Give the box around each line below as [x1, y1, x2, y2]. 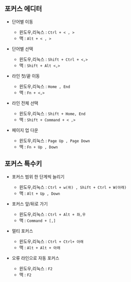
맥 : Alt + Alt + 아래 [19, 245, 61, 250]
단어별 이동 [11, 19, 33, 25]
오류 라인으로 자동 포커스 [11, 255, 60, 261]
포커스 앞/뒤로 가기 [11, 201, 48, 207]
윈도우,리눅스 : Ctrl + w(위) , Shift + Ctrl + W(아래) [19, 184, 127, 190]
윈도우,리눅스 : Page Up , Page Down [19, 138, 90, 143]
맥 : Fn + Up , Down [19, 143, 58, 149]
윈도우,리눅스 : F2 [19, 265, 53, 271]
